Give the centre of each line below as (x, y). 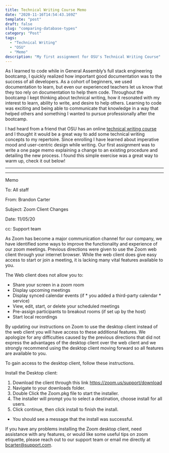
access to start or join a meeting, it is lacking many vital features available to (84, 260)
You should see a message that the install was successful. (73, 419)
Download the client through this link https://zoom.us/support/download (87, 383)
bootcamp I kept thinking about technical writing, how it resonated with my (82, 98)
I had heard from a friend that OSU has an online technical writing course (81, 129)
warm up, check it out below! (35, 161)
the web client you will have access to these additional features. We (75, 332)
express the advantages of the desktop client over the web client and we (80, 343)
